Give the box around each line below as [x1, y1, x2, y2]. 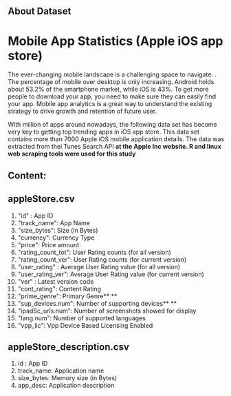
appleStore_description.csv [8, 341, 130, 353]
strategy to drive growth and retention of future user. [8, 107, 157, 116]
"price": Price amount [17, 240, 80, 249]
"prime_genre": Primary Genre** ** [17, 292, 118, 300]
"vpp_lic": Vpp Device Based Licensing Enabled [17, 321, 153, 329]
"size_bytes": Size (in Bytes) [17, 226, 98, 234]
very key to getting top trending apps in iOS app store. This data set [8, 127, 200, 136]
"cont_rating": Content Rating [17, 284, 102, 293]
